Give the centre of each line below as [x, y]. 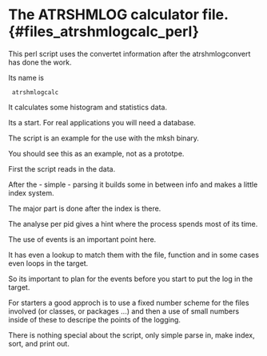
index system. [31, 192]
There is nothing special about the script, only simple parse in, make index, [132, 335]
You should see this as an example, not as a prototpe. [96, 153]
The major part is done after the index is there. [85, 208]
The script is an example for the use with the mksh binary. [104, 138]
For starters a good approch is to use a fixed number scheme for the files [129, 303]
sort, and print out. [39, 343]
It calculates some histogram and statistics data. [88, 107]
